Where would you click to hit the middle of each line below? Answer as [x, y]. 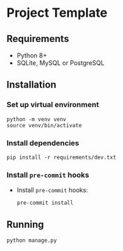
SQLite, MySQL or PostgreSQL [60, 63]
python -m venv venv [37, 119]
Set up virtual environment [53, 105]
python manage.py [32, 241]
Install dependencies [43, 143]
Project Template [57, 13]
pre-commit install [45, 203]
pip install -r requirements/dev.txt [61, 157]
